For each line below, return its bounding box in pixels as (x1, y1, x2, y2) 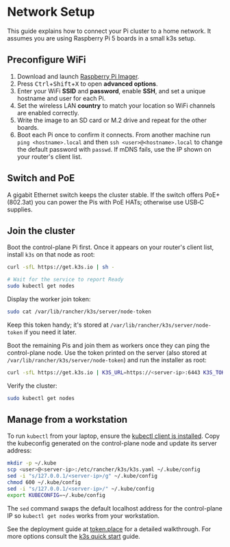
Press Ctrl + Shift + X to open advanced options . (16, 80, 158, 88)
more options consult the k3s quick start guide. (7, 532, 140, 540)
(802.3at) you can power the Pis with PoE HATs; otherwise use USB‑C (7, 198, 204, 206)
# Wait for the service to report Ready (7, 276, 125, 283)
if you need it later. (23, 327, 77, 336)
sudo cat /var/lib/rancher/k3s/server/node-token (7, 308, 152, 315)
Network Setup (7, 4, 95, 20)
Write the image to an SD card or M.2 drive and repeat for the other (16, 116, 207, 124)
